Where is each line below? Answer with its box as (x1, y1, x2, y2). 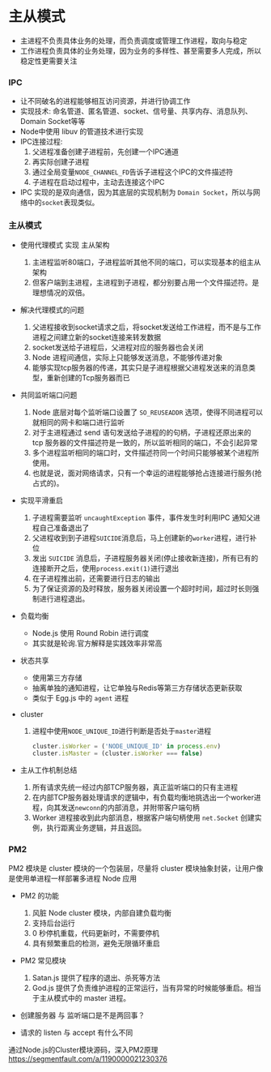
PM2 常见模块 (19, 955, 66, 965)
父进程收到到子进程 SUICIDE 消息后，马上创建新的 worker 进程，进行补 (32, 533, 257, 542)
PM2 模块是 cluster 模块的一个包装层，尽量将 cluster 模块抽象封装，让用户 (8, 863, 256, 873)
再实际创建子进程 (32, 157, 90, 167)
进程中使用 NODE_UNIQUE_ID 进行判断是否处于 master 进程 (32, 726, 212, 735)
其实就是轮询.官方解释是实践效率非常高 (32, 638, 163, 648)
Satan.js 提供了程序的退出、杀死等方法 (32, 972, 160, 982)
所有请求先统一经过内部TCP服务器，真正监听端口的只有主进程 (32, 783, 239, 792)
